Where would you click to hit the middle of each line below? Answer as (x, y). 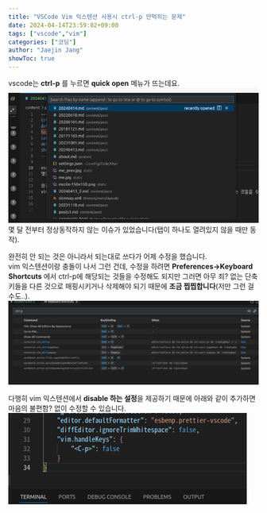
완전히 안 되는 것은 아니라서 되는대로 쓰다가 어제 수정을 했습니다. (108, 256)
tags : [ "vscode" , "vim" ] (48, 33)
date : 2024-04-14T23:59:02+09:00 (64, 25)
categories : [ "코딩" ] (43, 42)
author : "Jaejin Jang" (46, 50)
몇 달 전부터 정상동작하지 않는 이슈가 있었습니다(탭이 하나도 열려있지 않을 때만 (128, 229)
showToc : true (32, 59)
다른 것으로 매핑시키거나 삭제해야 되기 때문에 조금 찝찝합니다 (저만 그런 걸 (141, 286)
